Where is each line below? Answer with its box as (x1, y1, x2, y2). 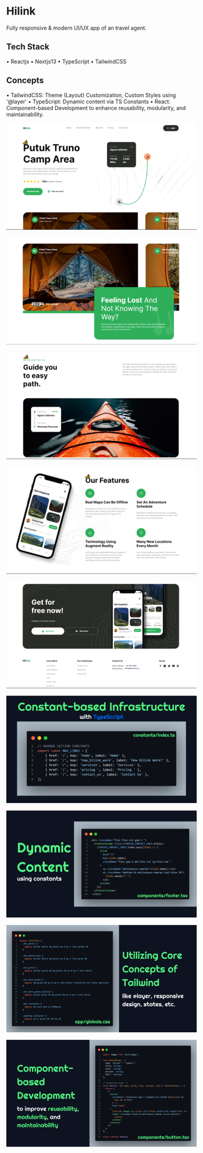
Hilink (6, 4, 36, 18)
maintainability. (6, 111, 44, 118)
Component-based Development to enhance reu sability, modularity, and (6, 104, 186, 111)
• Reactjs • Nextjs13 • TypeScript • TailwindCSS (6, 57, 127, 65)
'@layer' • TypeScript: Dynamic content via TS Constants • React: (6, 98, 171, 105)
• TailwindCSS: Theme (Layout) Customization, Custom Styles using (6, 91, 176, 99)
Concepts (6, 76, 44, 86)
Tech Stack (6, 42, 50, 52)
